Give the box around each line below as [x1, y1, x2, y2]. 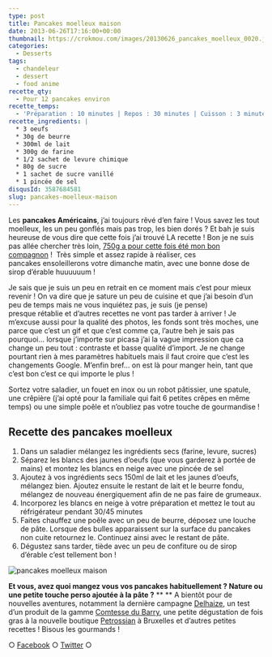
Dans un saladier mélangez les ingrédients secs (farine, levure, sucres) [19, 447, 257, 457]
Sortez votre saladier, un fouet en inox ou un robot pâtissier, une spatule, [8, 384, 251, 394]
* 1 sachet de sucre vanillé [15, 170, 114, 178]
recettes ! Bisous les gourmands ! [8, 625, 120, 634]
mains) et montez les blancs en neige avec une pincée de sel [19, 464, 224, 474]
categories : [8, 42, 49, 50]
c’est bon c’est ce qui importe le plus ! [8, 368, 135, 378]
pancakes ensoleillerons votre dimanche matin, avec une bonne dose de [8, 258, 250, 268]
